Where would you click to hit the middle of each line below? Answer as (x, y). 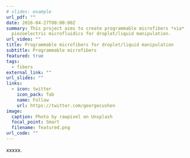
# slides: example (29, 12)
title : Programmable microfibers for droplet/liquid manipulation (90, 45)
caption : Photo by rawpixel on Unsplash (62, 116)
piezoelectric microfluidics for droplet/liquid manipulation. (91, 34)
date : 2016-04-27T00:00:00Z (41, 23)
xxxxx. (14, 150)
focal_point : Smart (36, 122)
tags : (13, 61)
